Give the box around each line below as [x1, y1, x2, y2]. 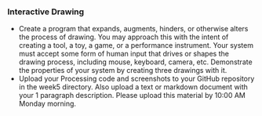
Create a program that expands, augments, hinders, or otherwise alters [18, 24, 249, 34]
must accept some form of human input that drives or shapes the [18, 49, 229, 59]
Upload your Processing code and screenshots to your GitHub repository [18, 74, 255, 84]
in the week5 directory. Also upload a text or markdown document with [18, 82, 249, 92]
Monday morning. [18, 99, 76, 108]
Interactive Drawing [7, 6, 85, 17]
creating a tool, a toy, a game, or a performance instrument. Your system [18, 41, 254, 50]
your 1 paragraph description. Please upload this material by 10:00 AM [18, 91, 246, 100]
